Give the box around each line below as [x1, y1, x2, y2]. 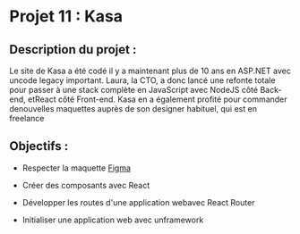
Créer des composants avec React [21, 180, 150, 190]
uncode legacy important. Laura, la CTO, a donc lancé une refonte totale [9, 75, 276, 86]
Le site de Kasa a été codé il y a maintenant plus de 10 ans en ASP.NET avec [9, 65, 291, 76]
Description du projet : [9, 42, 137, 57]
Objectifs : [9, 138, 69, 154]
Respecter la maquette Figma [21, 163, 132, 173]
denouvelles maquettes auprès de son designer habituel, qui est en [9, 104, 258, 113]
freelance [9, 113, 45, 123]
